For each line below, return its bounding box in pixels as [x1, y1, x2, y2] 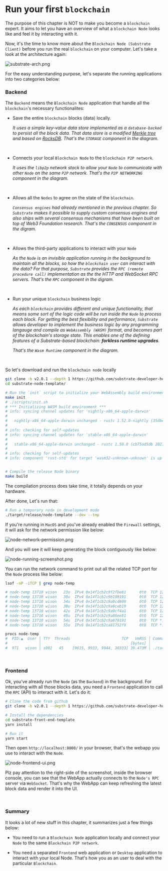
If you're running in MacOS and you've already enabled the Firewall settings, [5, 521, 161, 527]
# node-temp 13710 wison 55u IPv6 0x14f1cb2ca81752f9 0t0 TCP [5, 622, 157, 627]
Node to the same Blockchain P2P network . [12, 840, 99, 846]
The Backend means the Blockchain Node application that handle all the [5, 100, 150, 106]
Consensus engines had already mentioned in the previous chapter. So [12, 204, 156, 210]
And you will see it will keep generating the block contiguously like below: [5, 546, 157, 552]
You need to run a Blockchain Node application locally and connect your [12, 834, 160, 840]
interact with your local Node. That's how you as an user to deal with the [12, 855, 162, 861]
